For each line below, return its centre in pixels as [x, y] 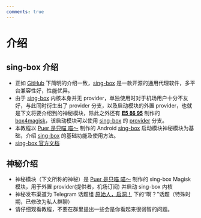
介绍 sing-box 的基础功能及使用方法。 [72, 135]
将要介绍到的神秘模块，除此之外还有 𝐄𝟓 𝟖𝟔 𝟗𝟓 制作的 [95, 113]
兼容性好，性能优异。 [46, 90]
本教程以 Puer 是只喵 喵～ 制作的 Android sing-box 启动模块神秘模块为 [102, 128]
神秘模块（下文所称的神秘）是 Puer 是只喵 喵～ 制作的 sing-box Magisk [103, 179]
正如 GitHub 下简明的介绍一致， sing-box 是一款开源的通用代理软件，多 [102, 83]
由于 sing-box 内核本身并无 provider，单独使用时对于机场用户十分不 [99, 98]
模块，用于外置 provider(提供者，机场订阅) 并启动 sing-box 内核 [94, 187]
